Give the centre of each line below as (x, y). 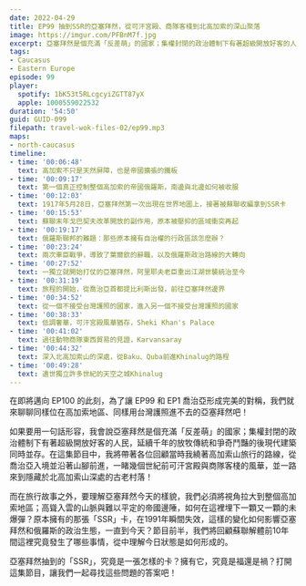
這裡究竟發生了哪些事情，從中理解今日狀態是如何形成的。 (125, 542)
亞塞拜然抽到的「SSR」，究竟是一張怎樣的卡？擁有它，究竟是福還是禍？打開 (151, 561)
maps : (20, 137)
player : (24, 86)
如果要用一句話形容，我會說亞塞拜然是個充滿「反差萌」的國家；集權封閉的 (149, 432)
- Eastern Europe (42, 69)
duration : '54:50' (44, 111)
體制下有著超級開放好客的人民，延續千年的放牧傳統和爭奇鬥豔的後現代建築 (157, 443)
